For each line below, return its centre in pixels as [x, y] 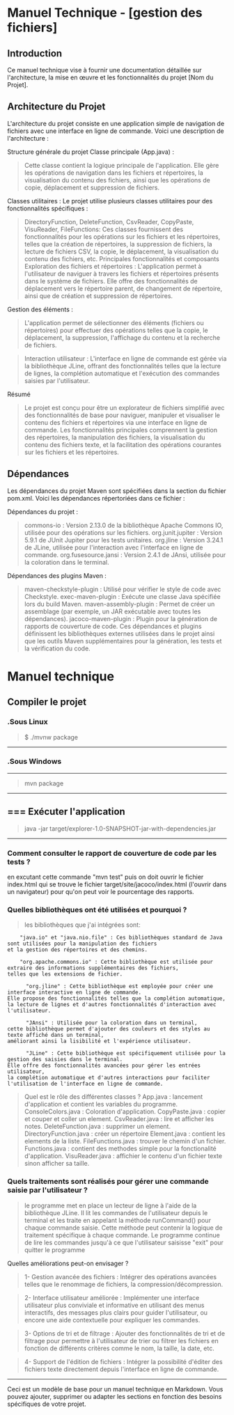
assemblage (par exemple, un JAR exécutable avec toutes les [112, 611]
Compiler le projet [47, 702]
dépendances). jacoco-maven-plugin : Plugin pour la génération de [121, 618]
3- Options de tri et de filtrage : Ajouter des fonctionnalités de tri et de [124, 1333]
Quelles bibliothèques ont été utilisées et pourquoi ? [97, 909]
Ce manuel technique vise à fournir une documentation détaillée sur [104, 70]
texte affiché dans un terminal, [56, 1035]
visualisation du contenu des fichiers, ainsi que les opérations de [117, 180]
